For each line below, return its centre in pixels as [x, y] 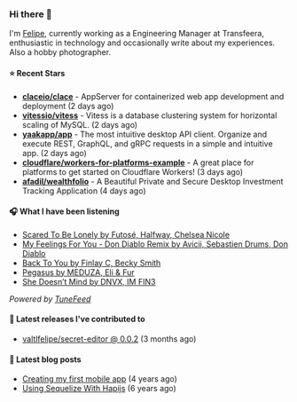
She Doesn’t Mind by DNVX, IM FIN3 [89, 281]
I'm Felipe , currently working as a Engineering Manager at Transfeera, [137, 34]
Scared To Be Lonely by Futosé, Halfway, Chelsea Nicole [126, 234]
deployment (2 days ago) [68, 106]
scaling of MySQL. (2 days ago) [80, 124]
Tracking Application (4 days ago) [84, 191]
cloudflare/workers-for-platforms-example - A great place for [138, 162]
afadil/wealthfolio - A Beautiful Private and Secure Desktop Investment [152, 181]
